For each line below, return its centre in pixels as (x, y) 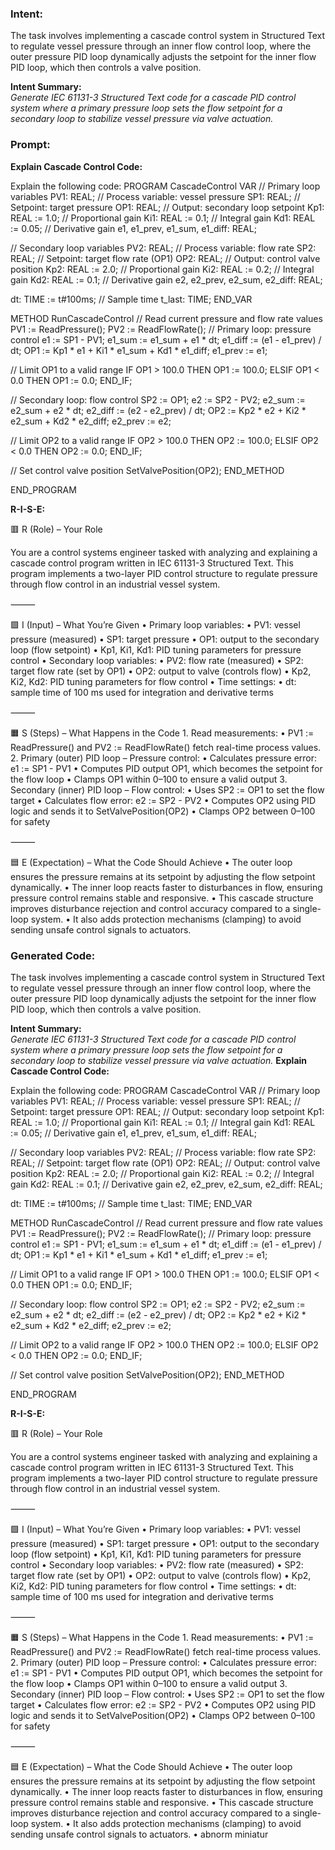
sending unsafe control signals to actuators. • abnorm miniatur (139, 1834)
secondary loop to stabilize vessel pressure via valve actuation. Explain (159, 1060)
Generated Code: (53, 955)
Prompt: (30, 145)
